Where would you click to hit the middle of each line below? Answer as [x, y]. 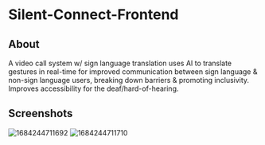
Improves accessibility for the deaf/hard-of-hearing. [94, 88]
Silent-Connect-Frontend [94, 15]
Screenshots [41, 114]
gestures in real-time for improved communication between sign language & [133, 72]
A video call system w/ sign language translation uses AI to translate [120, 63]
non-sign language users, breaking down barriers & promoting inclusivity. [129, 80]
